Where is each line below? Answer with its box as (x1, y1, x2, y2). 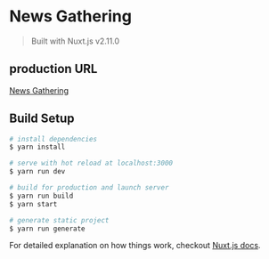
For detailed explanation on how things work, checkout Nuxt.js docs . (9, 240, 261, 251)
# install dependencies (9, 134, 98, 143)
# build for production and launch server (9, 183, 169, 192)
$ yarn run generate (9, 224, 86, 233)
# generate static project (9, 215, 110, 224)
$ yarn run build (9, 191, 74, 200)
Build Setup (9, 111, 75, 126)
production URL (9, 61, 98, 77)
